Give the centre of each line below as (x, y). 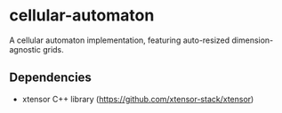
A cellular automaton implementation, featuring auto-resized (120, 40)
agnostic (25, 49)
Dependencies (50, 78)
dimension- (252, 40)
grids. (53, 49)
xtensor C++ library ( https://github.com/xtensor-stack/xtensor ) (138, 99)
